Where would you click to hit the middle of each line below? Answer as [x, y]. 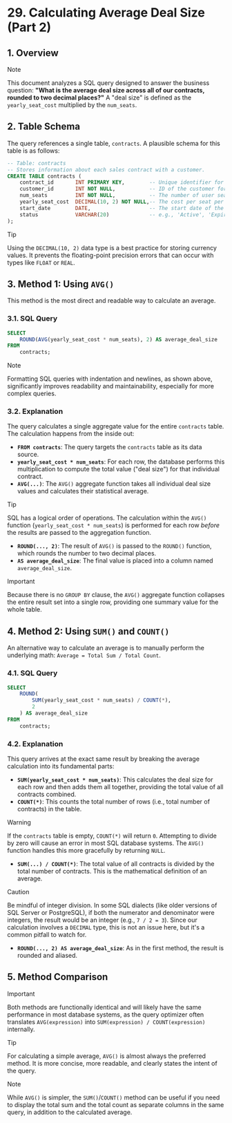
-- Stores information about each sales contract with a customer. [106, 170]
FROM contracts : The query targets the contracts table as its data [109, 447]
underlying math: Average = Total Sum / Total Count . [84, 655]
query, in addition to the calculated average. [70, 1112]
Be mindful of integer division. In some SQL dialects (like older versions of [112, 905]
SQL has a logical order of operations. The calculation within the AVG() [107, 518]
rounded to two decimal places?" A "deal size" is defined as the [99, 97]
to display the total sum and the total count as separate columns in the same [116, 1104]
